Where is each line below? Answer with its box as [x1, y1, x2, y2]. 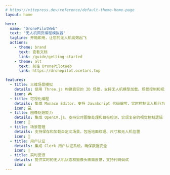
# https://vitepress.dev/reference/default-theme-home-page [5, 7, 135, 13]
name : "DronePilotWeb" [10, 26, 58, 31]
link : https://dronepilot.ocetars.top [18, 68, 101, 73]
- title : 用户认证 [10, 139, 46, 144]
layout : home [5, 12, 33, 17]
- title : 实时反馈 [10, 153, 46, 158]
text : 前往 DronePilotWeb [18, 64, 72, 69]
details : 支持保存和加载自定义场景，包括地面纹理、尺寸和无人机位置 [14, 129, 141, 134]
